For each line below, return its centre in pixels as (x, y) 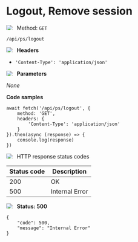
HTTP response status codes (53, 156)
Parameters (32, 73)
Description (69, 171)
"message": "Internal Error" (54, 228)
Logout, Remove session (70, 11)
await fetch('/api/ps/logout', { (48, 108)
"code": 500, (34, 223)
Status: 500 (32, 206)
